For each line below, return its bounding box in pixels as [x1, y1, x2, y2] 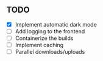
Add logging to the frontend [15, 27, 85, 35]
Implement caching [15, 42, 64, 48]
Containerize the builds [15, 34, 74, 42]
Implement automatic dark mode [15, 21, 98, 28]
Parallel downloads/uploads [15, 48, 85, 56]
